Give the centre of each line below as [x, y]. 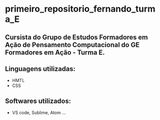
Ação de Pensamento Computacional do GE [72, 45]
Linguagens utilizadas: [40, 69]
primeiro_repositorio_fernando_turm [80, 9]
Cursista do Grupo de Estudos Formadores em [77, 37]
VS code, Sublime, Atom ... [39, 113]
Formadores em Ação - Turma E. [55, 52]
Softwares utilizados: [38, 101]
